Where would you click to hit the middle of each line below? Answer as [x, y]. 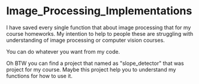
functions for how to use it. [40, 76]
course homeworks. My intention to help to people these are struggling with [100, 33]
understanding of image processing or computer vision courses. [85, 40]
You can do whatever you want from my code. [63, 51]
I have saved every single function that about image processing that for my [99, 27]
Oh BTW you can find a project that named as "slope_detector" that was [95, 63]
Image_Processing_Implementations [99, 11]
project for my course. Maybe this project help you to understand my [91, 69]
